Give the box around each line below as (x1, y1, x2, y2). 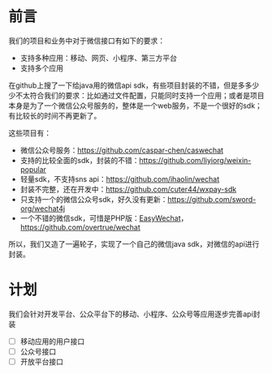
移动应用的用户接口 (19, 336, 85, 346)
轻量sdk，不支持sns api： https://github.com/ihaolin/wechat (19, 174, 220, 183)
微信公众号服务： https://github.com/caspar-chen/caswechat (19, 145, 224, 155)
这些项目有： (8, 127, 51, 138)
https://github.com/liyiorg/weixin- (139, 155, 252, 165)
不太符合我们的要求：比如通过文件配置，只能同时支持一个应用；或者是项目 (15, 90, 265, 100)
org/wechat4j (19, 204, 66, 213)
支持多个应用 (19, 62, 63, 73)
